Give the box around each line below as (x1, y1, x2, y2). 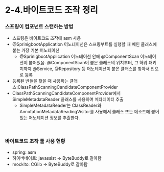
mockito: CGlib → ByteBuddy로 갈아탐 (12, 161, 88, 167)
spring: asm (12, 149, 36, 155)
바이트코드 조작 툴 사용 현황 (5, 138, 66, 145)
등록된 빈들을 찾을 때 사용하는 (12, 78, 69, 84)
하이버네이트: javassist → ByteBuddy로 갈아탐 (12, 155, 102, 161)
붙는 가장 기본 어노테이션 (12, 48, 60, 53)
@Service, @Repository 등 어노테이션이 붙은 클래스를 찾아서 (32, 66, 150, 72)
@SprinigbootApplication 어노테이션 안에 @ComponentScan (19, 53, 140, 59)
